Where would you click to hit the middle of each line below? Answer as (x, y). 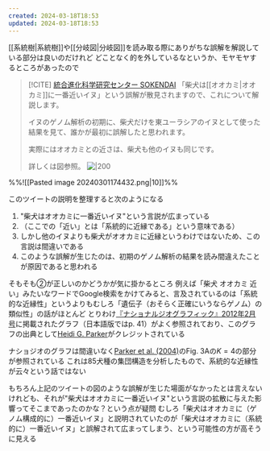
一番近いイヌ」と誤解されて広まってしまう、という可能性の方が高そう (145, 428)
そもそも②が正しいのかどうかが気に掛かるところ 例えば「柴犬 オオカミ (128, 283)
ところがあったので (47, 67)
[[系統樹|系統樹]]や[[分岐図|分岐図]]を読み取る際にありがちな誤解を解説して (134, 47)
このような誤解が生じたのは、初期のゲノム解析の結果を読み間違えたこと (140, 256)
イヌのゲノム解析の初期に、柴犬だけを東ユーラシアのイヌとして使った (144, 122)
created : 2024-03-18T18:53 (54, 16)
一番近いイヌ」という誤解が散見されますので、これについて (154, 94)
